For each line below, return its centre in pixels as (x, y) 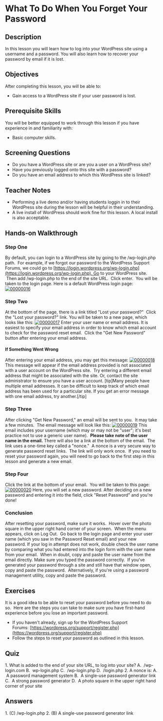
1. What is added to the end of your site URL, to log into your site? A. (73, 665)
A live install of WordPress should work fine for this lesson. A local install (85, 213)
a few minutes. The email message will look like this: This (76, 425)
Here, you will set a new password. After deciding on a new (92, 490)
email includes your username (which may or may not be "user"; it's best (78, 430)
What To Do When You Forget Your (76, 9)
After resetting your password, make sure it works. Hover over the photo (78, 524)
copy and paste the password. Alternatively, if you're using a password (77, 570)
